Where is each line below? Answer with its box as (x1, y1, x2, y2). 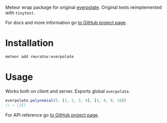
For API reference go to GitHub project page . (5, 112, 99, 118)
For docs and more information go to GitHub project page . (5, 20, 127, 25)
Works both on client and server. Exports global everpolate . (5, 88, 131, 94)
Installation (5, 38, 54, 49)
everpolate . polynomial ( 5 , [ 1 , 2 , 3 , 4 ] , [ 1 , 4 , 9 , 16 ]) (5, 98, 126, 103)
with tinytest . (5, 10, 35, 16)
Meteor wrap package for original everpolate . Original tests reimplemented (5, 5, 162, 10)
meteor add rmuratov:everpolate (5, 54, 74, 59)
